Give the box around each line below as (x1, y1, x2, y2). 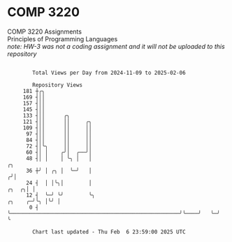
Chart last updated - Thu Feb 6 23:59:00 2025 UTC (32, 228, 187, 235)
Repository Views (32, 81, 82, 88)
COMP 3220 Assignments (7, 27, 82, 36)
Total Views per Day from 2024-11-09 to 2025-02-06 (32, 69, 187, 76)
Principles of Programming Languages (7, 34, 118, 43)
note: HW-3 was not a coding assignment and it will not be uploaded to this (7, 42, 225, 50)
